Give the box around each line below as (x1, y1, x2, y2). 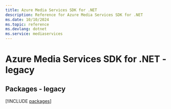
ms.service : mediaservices (5, 31, 63, 36)
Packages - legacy (5, 84, 66, 93)
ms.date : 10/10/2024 (5, 17, 50, 22)
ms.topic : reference (5, 21, 50, 27)
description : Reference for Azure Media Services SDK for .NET (5, 12, 143, 17)
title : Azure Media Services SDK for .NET (5, 7, 97, 13)
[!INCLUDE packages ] (5, 98, 52, 104)
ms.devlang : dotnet (5, 27, 47, 32)
